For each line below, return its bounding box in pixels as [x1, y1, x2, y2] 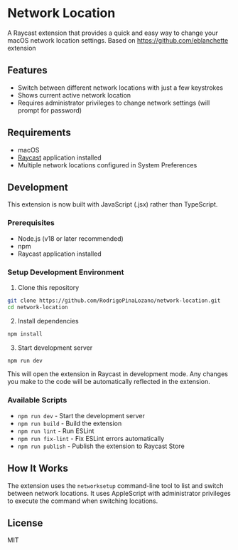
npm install [7, 330, 43, 338]
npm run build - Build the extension [17, 419, 122, 427]
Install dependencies [17, 316, 80, 325]
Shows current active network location [17, 90, 131, 99]
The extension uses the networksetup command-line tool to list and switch [7, 481, 224, 489]
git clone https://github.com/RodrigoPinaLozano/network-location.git [7, 297, 221, 304]
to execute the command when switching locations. [7, 497, 158, 505]
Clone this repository [17, 283, 80, 291]
